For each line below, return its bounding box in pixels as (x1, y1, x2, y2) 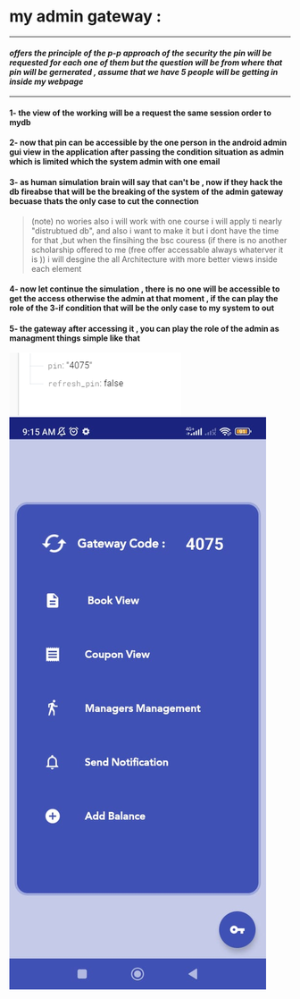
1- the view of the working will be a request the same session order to (9, 107, 272, 118)
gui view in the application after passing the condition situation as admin (9, 147, 284, 157)
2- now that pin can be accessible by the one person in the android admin (9, 137, 287, 148)
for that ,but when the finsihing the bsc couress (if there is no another (30, 234, 287, 245)
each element (30, 263, 82, 274)
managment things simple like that (9, 333, 141, 343)
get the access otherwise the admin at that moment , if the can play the (9, 293, 279, 304)
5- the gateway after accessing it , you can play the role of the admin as (9, 323, 279, 334)
